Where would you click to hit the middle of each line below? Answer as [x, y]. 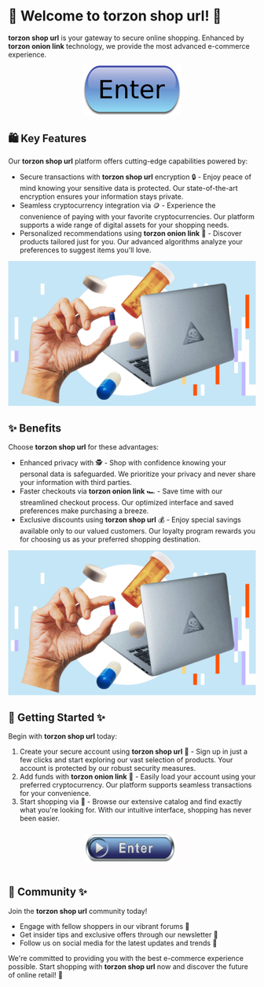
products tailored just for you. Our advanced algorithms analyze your [131, 242]
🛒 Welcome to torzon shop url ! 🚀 [115, 16]
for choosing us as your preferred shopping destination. [110, 539]
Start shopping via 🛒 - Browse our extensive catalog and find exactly [130, 802]
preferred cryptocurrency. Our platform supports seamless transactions [136, 785]
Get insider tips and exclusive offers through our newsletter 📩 [119, 934]
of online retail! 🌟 [35, 974]
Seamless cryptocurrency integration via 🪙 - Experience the [117, 205]
